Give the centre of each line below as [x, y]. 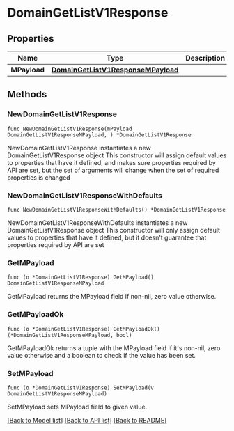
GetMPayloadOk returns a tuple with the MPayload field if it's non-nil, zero [114, 348]
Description [205, 58]
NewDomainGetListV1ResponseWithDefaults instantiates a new [97, 222]
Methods [27, 94]
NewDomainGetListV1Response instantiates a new [79, 148]
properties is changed [39, 177]
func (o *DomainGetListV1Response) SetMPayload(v [81, 388]
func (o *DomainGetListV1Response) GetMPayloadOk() [84, 329]
